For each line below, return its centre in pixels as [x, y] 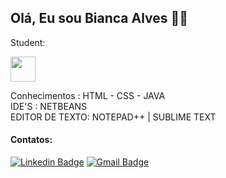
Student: [28, 42]
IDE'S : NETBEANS [49, 106]
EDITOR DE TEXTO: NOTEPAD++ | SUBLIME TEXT [113, 117]
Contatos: [31, 140]
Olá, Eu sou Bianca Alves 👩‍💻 [99, 18]
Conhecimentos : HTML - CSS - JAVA [88, 95]
